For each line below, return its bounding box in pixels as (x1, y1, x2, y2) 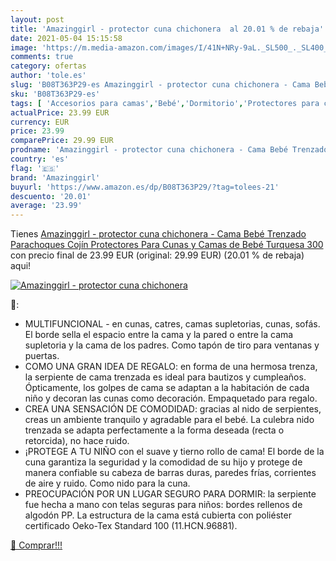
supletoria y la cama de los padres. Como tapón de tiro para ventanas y (24, 339, 320, 351)
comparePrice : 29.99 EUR (10, 136, 114, 146)
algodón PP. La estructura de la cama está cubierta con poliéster (24, 509, 292, 521)
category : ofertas (10, 61, 87, 71)
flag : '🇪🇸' (10, 163, 60, 173)
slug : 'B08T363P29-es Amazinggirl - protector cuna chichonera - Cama (10, 80, 311, 90)
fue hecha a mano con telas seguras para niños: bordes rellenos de (24, 499, 303, 511)
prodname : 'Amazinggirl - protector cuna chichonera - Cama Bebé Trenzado (10, 145, 329, 155)
